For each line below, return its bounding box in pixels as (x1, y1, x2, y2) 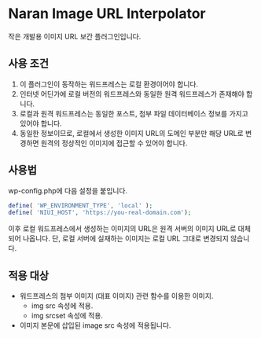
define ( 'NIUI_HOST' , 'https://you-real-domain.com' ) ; (8, 209, 192, 217)
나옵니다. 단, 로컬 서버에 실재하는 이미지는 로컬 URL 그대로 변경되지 (22, 233, 230, 244)
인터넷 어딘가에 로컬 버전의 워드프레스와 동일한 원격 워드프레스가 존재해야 (19, 89, 245, 98)
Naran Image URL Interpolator (8, 5, 206, 23)
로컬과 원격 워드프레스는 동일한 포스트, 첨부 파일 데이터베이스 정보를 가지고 (19, 108, 249, 118)
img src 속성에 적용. (31, 301, 94, 310)
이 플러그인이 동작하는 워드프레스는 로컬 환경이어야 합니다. (19, 79, 199, 89)
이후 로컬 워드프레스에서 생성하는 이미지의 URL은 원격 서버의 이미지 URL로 (8, 224, 237, 233)
